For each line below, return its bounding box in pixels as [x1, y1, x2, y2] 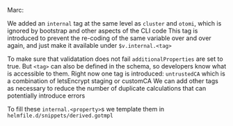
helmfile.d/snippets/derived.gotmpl [7, 112, 113, 119]
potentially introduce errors [7, 91, 86, 100]
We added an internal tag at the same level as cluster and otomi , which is [7, 19, 222, 27]
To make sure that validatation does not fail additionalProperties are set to [7, 55, 224, 63]
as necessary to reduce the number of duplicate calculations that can [7, 84, 207, 92]
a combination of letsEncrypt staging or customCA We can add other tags [7, 77, 219, 85]
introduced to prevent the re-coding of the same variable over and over [7, 34, 212, 42]
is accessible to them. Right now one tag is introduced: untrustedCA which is [7, 69, 226, 78]
